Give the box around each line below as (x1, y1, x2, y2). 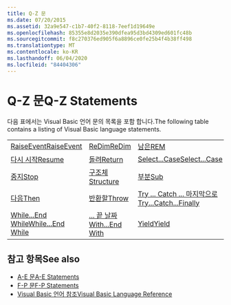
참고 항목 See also (7, 253, 80, 265)
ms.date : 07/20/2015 (7, 17, 67, 23)
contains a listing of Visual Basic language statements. (7, 125, 162, 133)
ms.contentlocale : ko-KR (7, 49, 78, 56)
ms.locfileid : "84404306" (7, 61, 81, 68)
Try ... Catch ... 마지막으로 (137, 189, 218, 198)
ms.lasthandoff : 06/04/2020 (7, 55, 88, 62)
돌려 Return (89, 154, 124, 164)
